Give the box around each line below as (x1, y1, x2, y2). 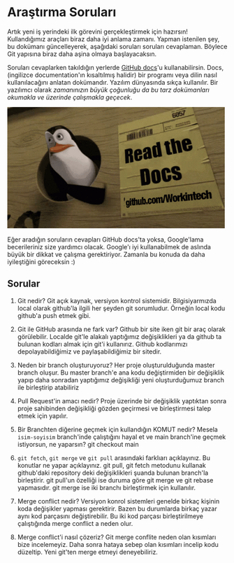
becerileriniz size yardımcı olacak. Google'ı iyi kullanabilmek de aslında (7, 242, 212, 251)
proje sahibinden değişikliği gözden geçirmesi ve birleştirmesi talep (17, 404, 212, 412)
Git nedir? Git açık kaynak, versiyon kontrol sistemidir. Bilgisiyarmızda (17, 296, 217, 305)
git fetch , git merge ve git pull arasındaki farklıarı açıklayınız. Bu (17, 453, 211, 462)
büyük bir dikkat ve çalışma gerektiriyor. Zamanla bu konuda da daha (7, 250, 205, 258)
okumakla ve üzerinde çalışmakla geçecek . (7, 92, 133, 102)
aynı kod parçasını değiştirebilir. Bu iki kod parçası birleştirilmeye (17, 512, 204, 520)
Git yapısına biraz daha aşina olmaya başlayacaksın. (7, 50, 157, 58)
